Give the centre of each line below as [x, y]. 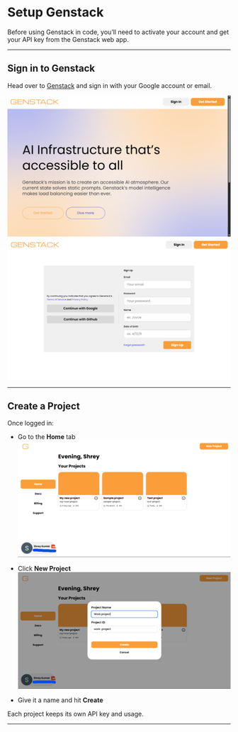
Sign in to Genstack [51, 68]
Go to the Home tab [46, 437]
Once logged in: [31, 423]
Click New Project [44, 568]
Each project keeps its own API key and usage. [75, 714]
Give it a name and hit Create [61, 700]
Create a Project [44, 406]
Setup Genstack [56, 12]
